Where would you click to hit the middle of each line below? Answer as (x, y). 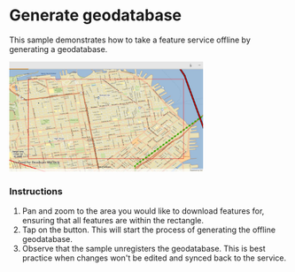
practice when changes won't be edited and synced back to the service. (154, 258)
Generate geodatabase (96, 15)
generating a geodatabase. (58, 49)
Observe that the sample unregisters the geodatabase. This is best (144, 248)
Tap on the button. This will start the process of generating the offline (149, 230)
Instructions (36, 192)
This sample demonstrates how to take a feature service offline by (130, 40)
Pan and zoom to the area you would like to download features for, (143, 211)
